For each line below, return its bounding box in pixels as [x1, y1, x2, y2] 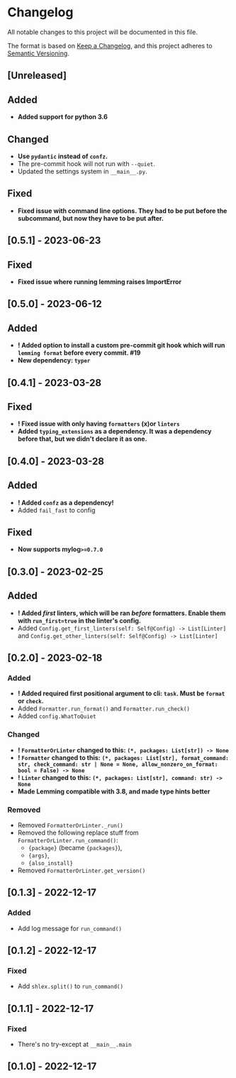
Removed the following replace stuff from [17, 828, 140, 837]
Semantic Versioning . [7, 49, 69, 57]
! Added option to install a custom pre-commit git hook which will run [17, 341, 225, 350]
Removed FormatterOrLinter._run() [17, 820, 124, 829]
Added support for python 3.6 [17, 113, 108, 121]
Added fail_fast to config [17, 505, 96, 515]
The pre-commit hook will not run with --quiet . [17, 159, 156, 167]
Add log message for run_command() [17, 924, 123, 933]
